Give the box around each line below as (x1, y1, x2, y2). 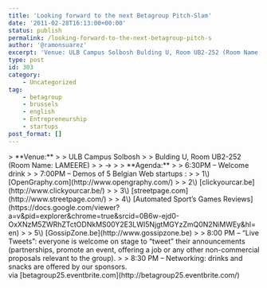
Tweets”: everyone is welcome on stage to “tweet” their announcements (8, 236, 245, 246)
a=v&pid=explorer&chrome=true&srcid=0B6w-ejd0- (8, 211, 179, 220)
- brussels (22, 100, 59, 108)
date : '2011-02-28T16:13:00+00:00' (8, 19, 127, 27)
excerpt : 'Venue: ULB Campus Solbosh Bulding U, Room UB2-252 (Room (8, 49, 241, 56)
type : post (8, 56, 45, 64)
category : (8, 71, 41, 79)
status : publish (8, 26, 62, 34)
